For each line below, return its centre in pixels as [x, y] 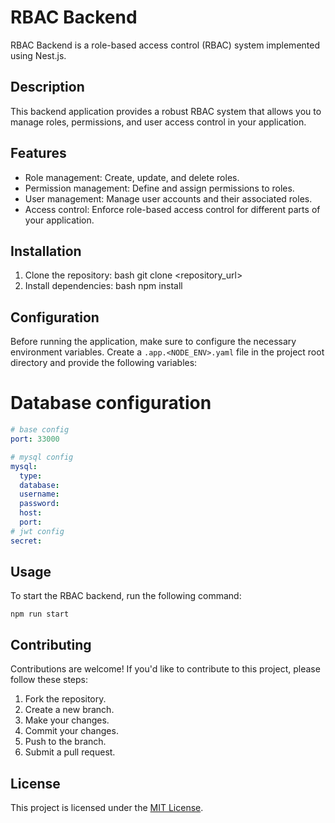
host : [31, 513]
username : [39, 494]
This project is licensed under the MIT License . [107, 808]
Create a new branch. [69, 710]
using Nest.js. [38, 55]
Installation [46, 251]
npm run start [40, 614]
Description [47, 87]
